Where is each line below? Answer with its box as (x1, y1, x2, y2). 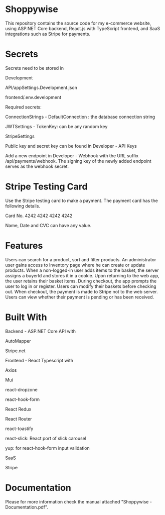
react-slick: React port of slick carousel (5, 435, 87, 441)
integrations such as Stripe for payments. (5, 31, 91, 37)
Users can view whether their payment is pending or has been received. (5, 294, 154, 300)
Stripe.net (5, 348, 26, 354)
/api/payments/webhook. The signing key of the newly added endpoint (5, 158, 151, 164)
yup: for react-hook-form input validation (5, 445, 90, 451)
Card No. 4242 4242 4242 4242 (5, 213, 73, 219)
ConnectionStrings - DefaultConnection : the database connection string (5, 114, 155, 120)
